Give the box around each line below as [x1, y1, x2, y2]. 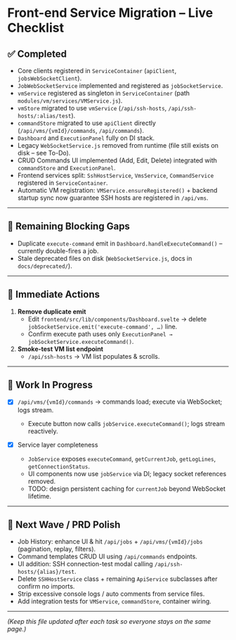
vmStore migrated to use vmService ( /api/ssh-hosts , [17, 104, 167, 112]
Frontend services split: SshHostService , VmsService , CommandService [17, 171, 214, 179]
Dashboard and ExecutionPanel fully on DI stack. [17, 134, 155, 142]
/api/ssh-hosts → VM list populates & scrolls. [27, 352, 160, 360]
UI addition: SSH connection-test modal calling [17, 560, 153, 568]
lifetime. [27, 492, 51, 500]
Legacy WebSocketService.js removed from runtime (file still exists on [17, 141, 219, 149]
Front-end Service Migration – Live [7, 5, 214, 21]
